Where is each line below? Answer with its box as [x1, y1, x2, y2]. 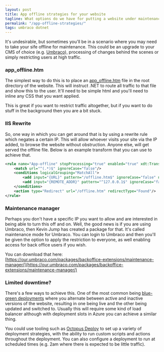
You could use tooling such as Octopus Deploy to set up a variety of [5, 326, 142, 331]
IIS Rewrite [5, 120, 31, 127]
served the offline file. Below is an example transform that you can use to [5, 147, 152, 153]
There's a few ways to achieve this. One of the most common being [5, 290, 141, 296]
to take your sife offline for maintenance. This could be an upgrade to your [5, 44, 155, 50]
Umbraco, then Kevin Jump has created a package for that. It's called [5, 226, 145, 232]
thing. [5, 316, 17, 322]
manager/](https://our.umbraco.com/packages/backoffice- [5, 262, 123, 268]
